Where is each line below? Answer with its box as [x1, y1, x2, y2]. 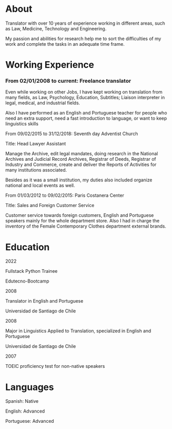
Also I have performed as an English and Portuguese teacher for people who [5, 110, 167, 116]
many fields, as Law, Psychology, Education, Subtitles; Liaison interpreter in [5, 95, 165, 101]
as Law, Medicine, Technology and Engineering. [5, 25, 107, 31]
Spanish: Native [5, 398, 39, 404]
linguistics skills [5, 121, 39, 127]
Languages [5, 381, 54, 393]
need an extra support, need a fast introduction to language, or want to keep [5, 115, 167, 121]
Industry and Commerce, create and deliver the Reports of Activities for [5, 161, 157, 167]
